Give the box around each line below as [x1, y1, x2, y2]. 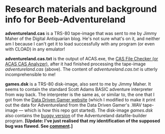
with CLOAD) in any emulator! [5, 46, 65, 52]
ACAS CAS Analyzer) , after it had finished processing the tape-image [5, 61, 146, 67]
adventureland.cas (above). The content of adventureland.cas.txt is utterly [5, 66, 158, 72]
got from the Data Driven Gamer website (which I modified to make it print [5, 96, 156, 102]
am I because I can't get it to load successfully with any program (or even [5, 41, 155, 46]
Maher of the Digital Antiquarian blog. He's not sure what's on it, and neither [5, 36, 161, 42]
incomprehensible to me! [5, 71, 56, 77]
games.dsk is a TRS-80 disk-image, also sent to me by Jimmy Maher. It [5, 81, 151, 87]
